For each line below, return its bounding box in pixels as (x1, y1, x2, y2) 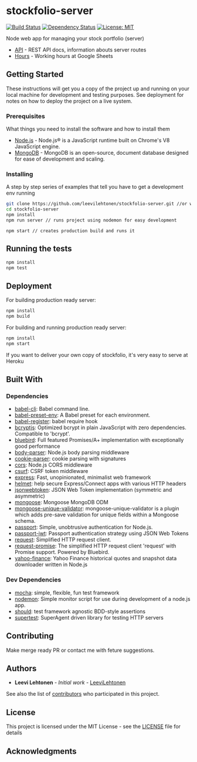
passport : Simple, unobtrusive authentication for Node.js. (14, 523, 153, 531)
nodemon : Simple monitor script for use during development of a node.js (14, 595, 191, 602)
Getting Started (6, 69, 64, 80)
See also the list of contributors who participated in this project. (6, 690, 160, 698)
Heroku (6, 358, 24, 365)
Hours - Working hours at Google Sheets (14, 52, 113, 59)
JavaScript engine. (14, 143, 60, 150)
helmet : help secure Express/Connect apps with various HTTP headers (14, 480, 186, 487)
